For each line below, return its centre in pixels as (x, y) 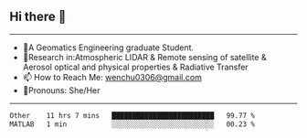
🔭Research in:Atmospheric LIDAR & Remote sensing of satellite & (144, 57)
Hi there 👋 (38, 17)
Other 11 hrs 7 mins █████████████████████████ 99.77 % (132, 115)
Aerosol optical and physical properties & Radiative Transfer (135, 67)
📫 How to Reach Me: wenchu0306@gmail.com (112, 77)
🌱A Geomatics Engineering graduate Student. (108, 48)
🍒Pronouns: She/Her (61, 90)
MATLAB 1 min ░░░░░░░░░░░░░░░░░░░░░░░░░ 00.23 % (132, 124)
